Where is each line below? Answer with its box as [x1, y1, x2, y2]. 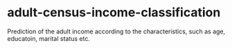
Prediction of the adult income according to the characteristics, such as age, [7, 27, 226, 35]
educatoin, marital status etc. [7, 34, 90, 42]
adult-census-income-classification [7, 5, 221, 20]
